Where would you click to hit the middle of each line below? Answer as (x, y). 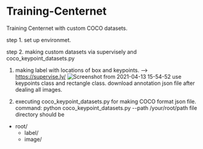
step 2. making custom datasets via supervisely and (72, 52)
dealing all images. (39, 89)
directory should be (40, 114)
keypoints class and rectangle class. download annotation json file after (105, 83)
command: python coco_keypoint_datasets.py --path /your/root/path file (106, 107)
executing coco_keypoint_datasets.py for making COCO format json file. (106, 101)
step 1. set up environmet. (39, 40)
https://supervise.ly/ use (98, 76)
